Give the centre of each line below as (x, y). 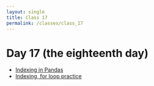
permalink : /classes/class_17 (45, 23)
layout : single (26, 12)
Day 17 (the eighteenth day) (77, 53)
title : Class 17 (27, 18)
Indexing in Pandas (39, 70)
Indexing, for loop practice (49, 76)
